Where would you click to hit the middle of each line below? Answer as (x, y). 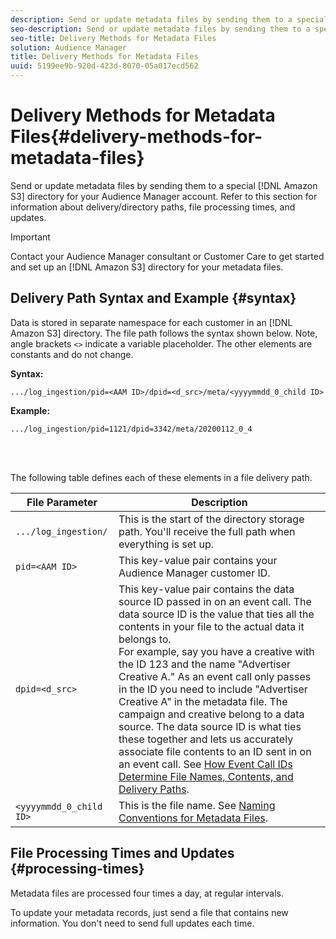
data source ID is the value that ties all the (216, 614)
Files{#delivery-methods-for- (136, 137)
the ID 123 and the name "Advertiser (205, 664)
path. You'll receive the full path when (207, 531)
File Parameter (62, 502)
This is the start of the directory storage (211, 519)
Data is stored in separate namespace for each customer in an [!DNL (151, 322)
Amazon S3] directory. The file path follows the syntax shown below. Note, (164, 333)
